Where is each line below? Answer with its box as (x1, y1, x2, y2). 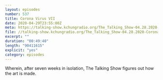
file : (5, 30, 16, 34)
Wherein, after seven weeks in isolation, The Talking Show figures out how (5, 65, 154, 71)
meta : (5, 25, 16, 30)
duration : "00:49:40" (5, 39, 49, 44)
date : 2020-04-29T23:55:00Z (5, 20, 62, 26)
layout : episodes (5, 7, 40, 12)
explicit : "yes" (5, 48, 38, 52)
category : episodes (5, 52, 45, 57)
